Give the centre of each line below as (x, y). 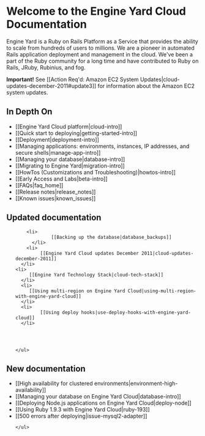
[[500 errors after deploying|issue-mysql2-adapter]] (81, 416)
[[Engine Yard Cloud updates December (89, 253)
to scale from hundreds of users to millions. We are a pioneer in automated (100, 48)
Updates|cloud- (160, 79)
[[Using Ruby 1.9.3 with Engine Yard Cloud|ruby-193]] (82, 410)
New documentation (46, 369)
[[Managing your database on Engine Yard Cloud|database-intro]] (98, 397)
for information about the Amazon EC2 (146, 86)
